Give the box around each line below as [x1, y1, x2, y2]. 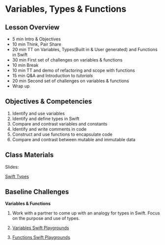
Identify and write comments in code [12, 126, 87, 132]
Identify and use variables [12, 110, 65, 116]
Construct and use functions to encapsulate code [12, 131, 113, 137]
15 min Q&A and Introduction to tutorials [12, 73, 93, 78]
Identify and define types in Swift [12, 116, 80, 122]
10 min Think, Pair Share [12, 41, 61, 47]
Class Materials [5, 151, 54, 159]
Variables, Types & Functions [5, 3, 127, 15]
